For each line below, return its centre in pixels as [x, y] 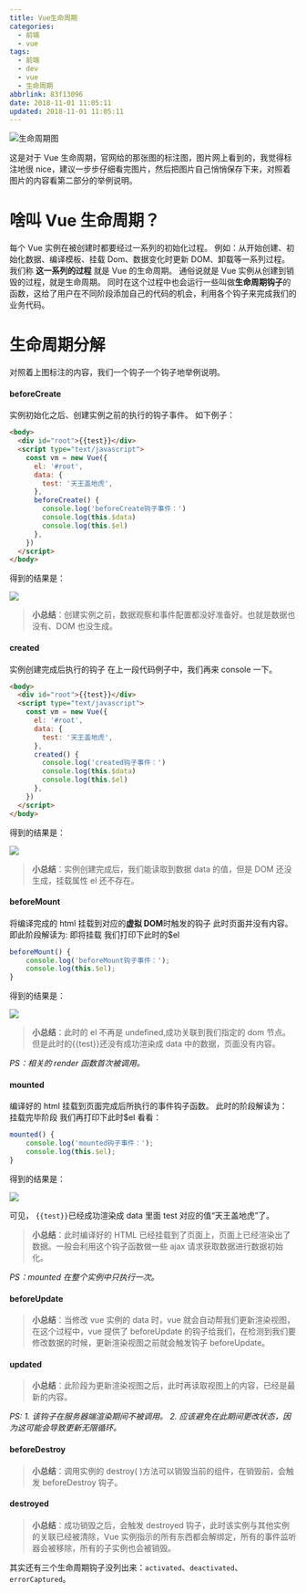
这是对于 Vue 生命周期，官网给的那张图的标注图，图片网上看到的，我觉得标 [151, 158]
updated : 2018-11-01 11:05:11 [67, 111]
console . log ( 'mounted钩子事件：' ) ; [90, 1143]
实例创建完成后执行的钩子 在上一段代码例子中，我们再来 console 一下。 [143, 669]
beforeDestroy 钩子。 [82, 1482]
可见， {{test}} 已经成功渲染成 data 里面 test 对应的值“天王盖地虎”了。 [142, 1215]
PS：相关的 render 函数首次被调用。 [77, 1064]
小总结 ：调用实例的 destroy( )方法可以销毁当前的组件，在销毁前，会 [159, 1471]
